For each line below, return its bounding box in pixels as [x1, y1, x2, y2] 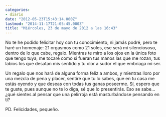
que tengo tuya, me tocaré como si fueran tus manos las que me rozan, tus [5, 55, 160, 61]
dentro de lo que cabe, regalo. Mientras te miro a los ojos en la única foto [5, 50, 156, 56]
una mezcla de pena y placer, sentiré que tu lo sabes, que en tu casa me [5, 76, 155, 82]
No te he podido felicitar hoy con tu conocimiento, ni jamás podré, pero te [5, 39, 158, 45]
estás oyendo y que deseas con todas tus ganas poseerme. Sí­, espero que [5, 81, 159, 87]
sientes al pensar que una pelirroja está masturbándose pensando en [17, 92, 159, 98]
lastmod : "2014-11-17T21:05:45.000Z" [5, 21, 84, 26]
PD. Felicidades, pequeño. [5, 107, 59, 113]
